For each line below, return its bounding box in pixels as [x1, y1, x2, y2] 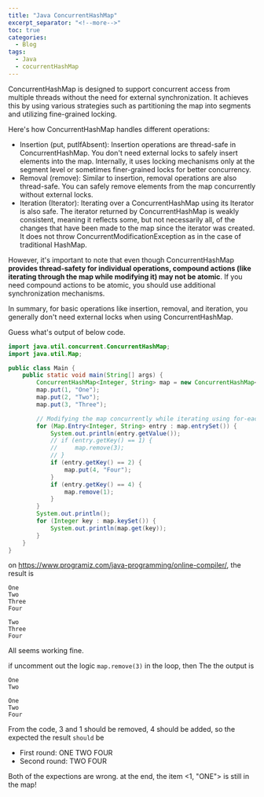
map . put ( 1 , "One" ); [36, 386, 101, 394]
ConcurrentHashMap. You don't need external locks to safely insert [19, 148, 238, 157]
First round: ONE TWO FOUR [19, 748, 113, 758]
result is [8, 569, 34, 578]
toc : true [8, 26, 41, 34]
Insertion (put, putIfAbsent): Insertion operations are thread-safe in [19, 139, 236, 149]
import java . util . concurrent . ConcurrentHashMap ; [8, 343, 170, 351]
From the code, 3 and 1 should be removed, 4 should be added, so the [8, 725, 236, 734]
